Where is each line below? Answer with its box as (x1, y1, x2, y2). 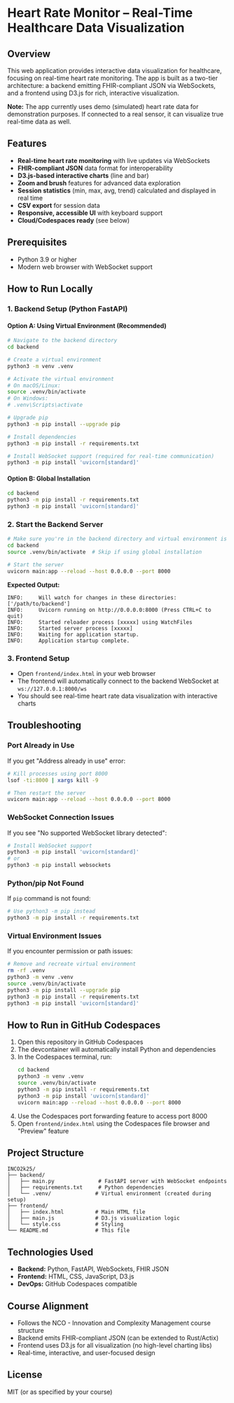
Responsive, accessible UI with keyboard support (17, 209, 163, 217)
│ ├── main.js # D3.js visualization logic (7, 1215, 180, 1222)
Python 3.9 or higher (17, 255, 77, 263)
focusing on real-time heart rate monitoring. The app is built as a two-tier (7, 74, 219, 82)
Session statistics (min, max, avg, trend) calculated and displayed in (17, 186, 216, 195)
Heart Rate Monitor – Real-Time (7, 5, 193, 21)
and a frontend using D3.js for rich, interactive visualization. (7, 89, 180, 97)
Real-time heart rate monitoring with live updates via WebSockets (17, 156, 210, 164)
